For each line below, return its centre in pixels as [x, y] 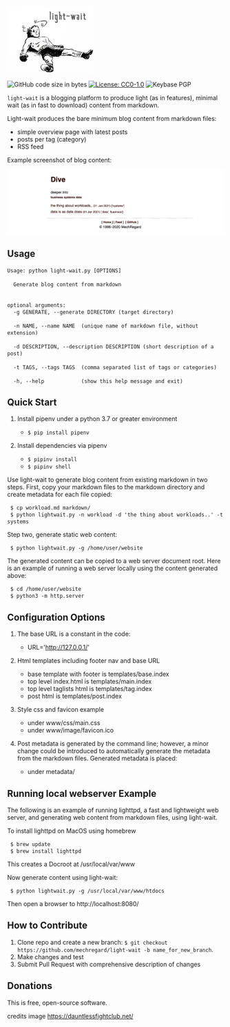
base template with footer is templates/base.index [98, 674]
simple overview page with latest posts [72, 132]
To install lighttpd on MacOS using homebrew [72, 831]
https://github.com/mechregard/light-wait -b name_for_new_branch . [115, 950]
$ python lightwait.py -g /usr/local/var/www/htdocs [87, 891]
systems [18, 522]
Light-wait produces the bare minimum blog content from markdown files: [112, 119]
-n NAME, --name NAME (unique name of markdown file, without [106, 326]
